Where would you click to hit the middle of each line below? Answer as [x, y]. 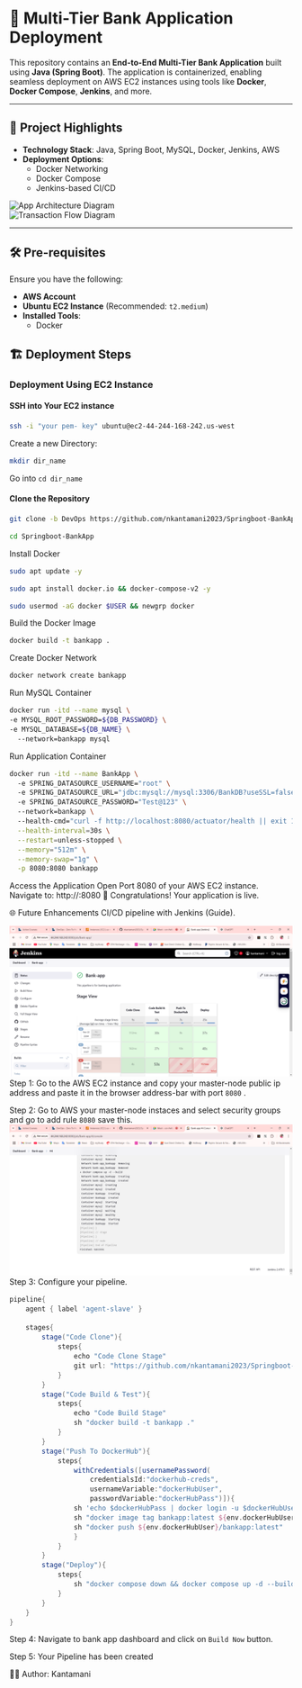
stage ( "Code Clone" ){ [82, 1337]
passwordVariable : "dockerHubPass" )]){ [162, 1499]
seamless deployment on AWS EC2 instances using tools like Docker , [138, 81]
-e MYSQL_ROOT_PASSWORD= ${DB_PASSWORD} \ [88, 720]
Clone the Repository [49, 499]
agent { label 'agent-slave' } [84, 1309]
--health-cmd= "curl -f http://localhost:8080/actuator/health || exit [152, 821]
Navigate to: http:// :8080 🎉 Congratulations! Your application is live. [134, 896]
